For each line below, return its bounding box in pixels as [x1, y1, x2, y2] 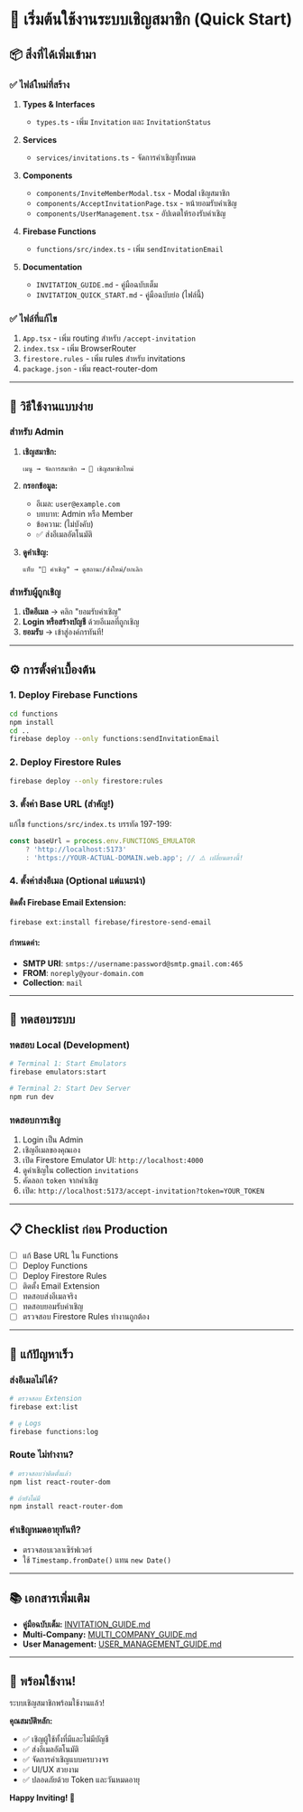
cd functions [9, 709, 59, 718]
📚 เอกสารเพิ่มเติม [9, 1591, 90, 1606]
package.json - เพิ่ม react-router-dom [22, 363, 158, 374]
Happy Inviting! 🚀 [9, 1792, 76, 1803]
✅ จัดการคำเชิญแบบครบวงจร [22, 1754, 109, 1765]
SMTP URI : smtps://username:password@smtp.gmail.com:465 [22, 958, 243, 969]
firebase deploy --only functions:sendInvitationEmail [9, 735, 220, 744]
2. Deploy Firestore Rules [9, 756, 122, 768]
